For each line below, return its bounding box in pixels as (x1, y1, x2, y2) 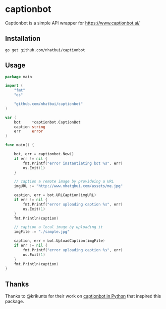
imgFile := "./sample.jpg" (14, 229, 70, 234)
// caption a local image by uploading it (14, 225, 103, 230)
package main (5, 74, 32, 79)
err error (14, 129, 43, 134)
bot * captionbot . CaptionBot (14, 119, 81, 125)
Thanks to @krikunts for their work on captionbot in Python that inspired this (5, 293, 161, 299)
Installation (5, 34, 41, 43)
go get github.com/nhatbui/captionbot (5, 47, 85, 53)
